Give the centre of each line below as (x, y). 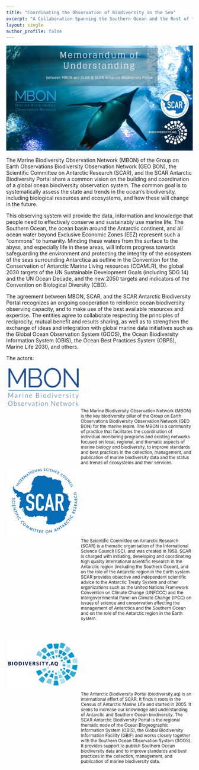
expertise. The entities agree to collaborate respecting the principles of (93, 315)
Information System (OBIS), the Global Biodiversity (132, 730)
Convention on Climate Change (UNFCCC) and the (132, 592)
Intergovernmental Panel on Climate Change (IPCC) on (136, 598)
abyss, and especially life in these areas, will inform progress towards (91, 247)
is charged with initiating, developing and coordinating (136, 556)
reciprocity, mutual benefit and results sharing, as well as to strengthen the (97, 321)
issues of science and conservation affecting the (130, 603)
